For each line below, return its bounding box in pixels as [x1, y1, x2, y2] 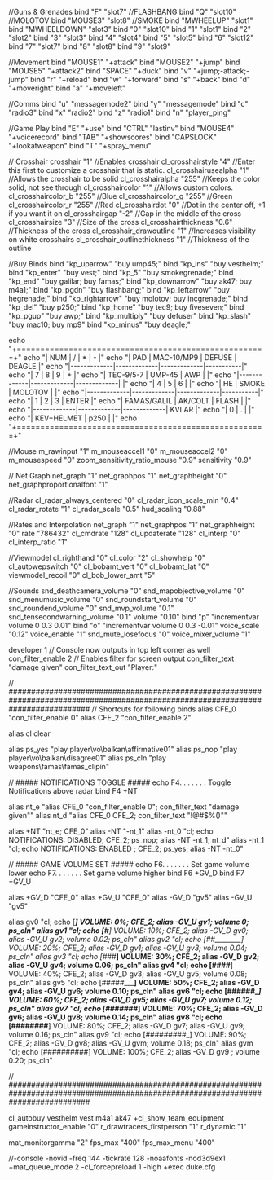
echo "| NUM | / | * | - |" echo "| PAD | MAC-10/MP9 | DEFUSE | [23, 353, 237, 362]
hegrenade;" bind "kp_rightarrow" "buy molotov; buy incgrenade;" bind [8, 293, 249, 303]
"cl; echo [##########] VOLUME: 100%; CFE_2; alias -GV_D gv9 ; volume [8, 1047, 261, 1056]
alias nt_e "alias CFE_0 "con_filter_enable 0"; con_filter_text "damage [8, 802, 240, 812]
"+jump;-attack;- [192, 66, 250, 76]
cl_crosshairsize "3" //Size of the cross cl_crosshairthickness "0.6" [8, 218, 233, 227]
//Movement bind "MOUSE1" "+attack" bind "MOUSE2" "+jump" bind [8, 57, 240, 67]
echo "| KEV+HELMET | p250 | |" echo [8, 413, 138, 423]
